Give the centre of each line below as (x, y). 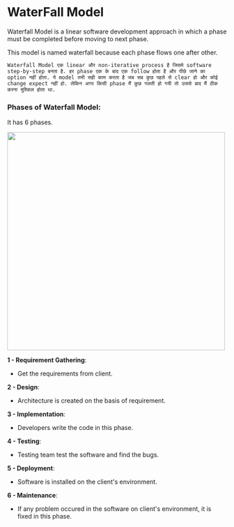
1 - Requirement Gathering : (47, 360)
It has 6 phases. (30, 122)
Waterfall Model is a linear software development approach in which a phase (117, 31)
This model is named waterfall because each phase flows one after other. (112, 52)
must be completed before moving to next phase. (78, 38)
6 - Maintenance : (32, 496)
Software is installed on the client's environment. (87, 482)
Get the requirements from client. (65, 373)
